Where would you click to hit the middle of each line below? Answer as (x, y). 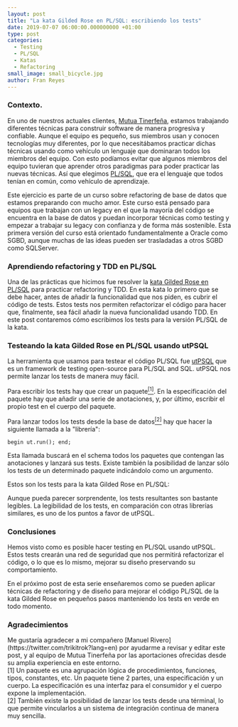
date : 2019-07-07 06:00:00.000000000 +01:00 (74, 27)
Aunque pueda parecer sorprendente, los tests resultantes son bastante (113, 498)
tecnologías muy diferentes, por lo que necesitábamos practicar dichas (112, 143)
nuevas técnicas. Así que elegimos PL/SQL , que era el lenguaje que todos (115, 173)
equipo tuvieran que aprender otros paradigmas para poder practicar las (114, 166)
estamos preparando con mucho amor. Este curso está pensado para (109, 202)
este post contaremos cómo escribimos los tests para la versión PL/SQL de (117, 319)
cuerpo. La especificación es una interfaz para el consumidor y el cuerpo (115, 686)
